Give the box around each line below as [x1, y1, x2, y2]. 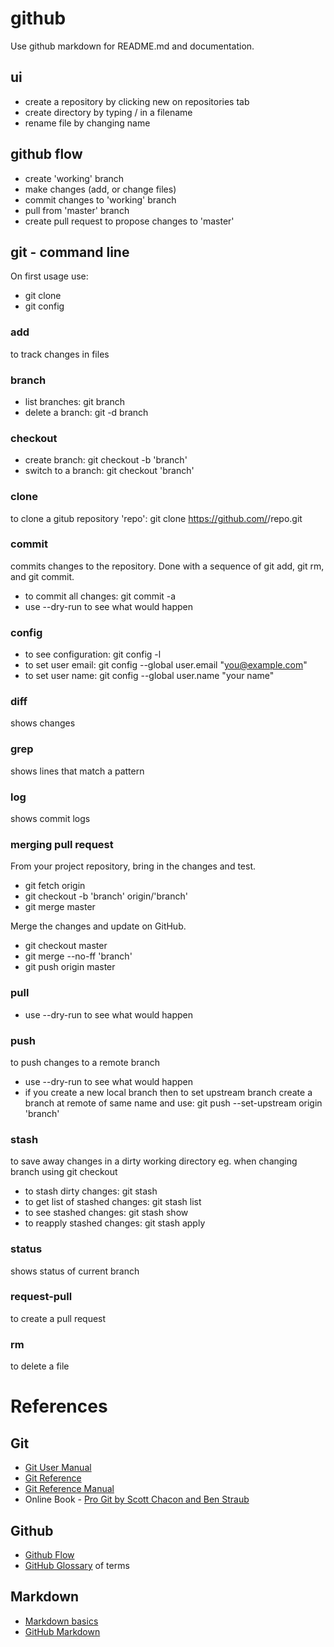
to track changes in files [10, 348, 110, 360]
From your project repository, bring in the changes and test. [10, 860, 256, 872]
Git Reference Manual [24, 1483, 115, 1495]
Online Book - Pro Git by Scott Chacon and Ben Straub [24, 1493, 250, 1506]
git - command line [10, 243, 130, 261]
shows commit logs [10, 813, 91, 825]
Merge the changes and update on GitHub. [10, 920, 187, 932]
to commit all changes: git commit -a [24, 590, 177, 602]
